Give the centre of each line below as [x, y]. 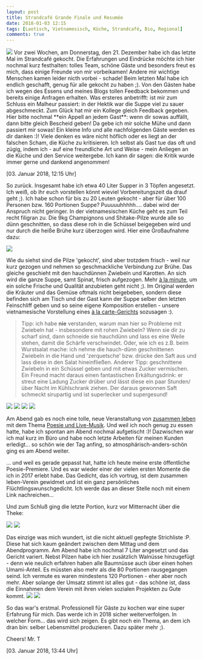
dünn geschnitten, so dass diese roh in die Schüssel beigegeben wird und [98, 224]
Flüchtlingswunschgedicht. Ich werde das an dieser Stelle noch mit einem [98, 488]
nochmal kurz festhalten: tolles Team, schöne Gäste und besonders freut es [101, 66]
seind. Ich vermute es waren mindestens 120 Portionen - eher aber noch [97, 576]
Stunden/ [179, 382]
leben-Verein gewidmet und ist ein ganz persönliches [73, 482]
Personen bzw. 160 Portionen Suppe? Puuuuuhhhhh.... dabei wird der [93, 205]
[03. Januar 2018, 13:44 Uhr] [42, 651]
